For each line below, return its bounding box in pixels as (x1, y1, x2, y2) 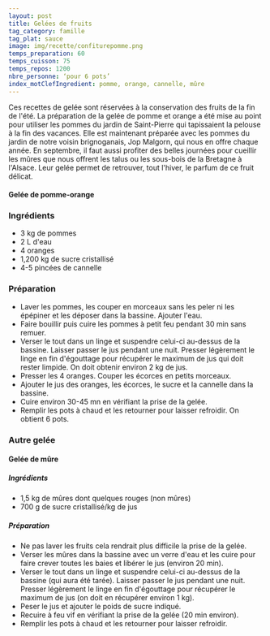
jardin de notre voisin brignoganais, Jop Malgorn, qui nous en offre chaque (8, 136, 259, 146)
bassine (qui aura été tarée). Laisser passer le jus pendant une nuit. (19, 576, 246, 586)
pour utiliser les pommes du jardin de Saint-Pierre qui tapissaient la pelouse (8, 119, 261, 129)
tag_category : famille (8, 27, 85, 35)
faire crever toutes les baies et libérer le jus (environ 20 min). (19, 558, 224, 569)
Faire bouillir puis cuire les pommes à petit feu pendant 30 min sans (19, 318, 246, 329)
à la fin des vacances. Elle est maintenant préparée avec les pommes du (8, 128, 250, 138)
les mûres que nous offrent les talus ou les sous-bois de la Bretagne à (8, 154, 242, 163)
